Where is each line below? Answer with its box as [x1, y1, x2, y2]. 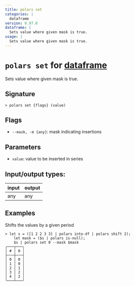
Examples [5, 209, 35, 217]
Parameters [5, 143, 41, 151]
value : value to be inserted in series [12, 156, 83, 162]
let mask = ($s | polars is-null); [14, 235, 86, 241]
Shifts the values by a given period [5, 222, 74, 228]
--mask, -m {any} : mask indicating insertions [12, 129, 102, 135]
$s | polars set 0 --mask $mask [14, 240, 79, 245]
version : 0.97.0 [5, 20, 38, 26]
